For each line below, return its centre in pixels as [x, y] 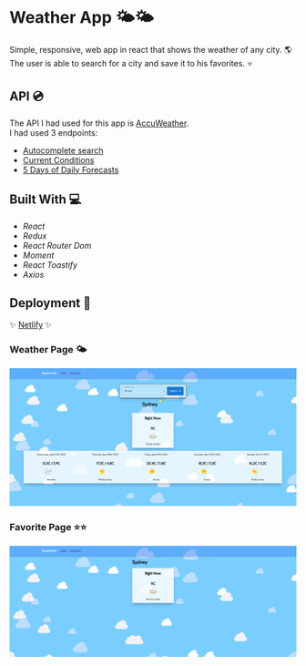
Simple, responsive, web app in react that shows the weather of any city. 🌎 [151, 49]
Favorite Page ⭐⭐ [48, 528]
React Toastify [50, 264]
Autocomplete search [63, 150]
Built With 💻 [46, 200]
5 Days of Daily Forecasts [71, 169]
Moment [38, 255]
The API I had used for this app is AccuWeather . [99, 123]
